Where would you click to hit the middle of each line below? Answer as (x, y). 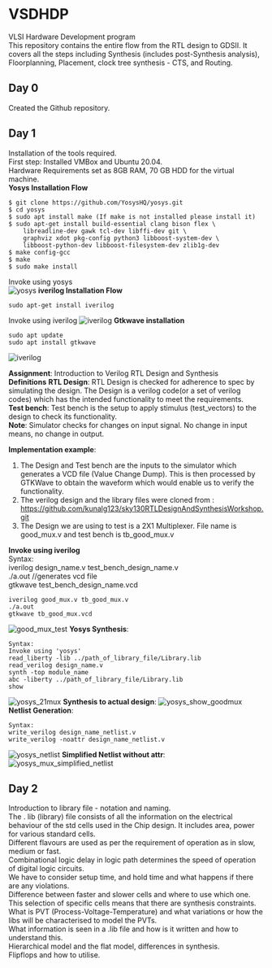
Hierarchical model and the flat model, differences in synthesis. (114, 946)
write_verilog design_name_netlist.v (72, 732)
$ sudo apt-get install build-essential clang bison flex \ (112, 224)
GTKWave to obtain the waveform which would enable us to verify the (137, 482)
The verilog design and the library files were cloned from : (117, 499)
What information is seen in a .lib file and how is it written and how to (123, 929)
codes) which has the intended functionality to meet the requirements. (126, 399)
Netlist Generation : (41, 710)
